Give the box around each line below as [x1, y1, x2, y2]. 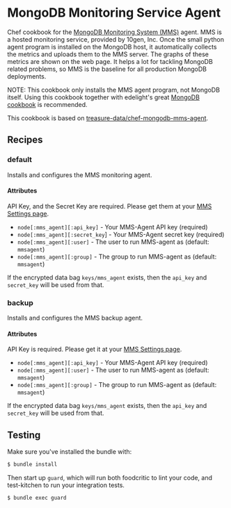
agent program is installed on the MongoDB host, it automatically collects [7, 42, 217, 51]
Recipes [7, 134, 43, 146]
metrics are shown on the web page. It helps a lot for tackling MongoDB [7, 57, 214, 65]
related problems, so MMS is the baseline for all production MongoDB [7, 65, 207, 73]
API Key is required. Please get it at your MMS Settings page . [7, 345, 182, 354]
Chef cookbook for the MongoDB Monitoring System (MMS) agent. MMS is [7, 28, 223, 36]
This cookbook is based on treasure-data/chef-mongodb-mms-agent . [7, 113, 209, 122]
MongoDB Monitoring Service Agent [7, 5, 221, 21]
